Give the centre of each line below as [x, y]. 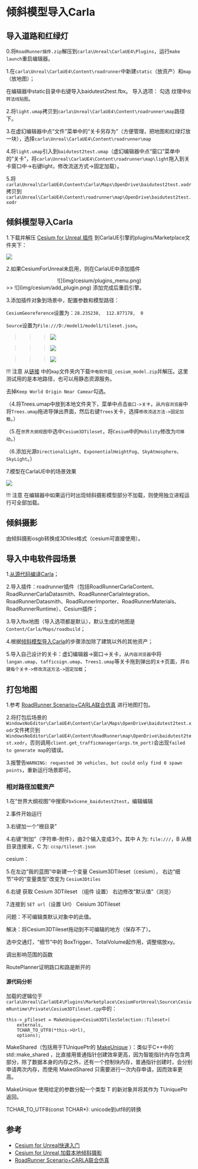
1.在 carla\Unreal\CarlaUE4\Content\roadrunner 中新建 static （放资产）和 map [99, 71]
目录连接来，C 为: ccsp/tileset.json [51, 846]
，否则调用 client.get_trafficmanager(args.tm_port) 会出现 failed [105, 743]
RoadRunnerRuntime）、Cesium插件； [52, 609]
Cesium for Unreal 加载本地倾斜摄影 [58, 1152]
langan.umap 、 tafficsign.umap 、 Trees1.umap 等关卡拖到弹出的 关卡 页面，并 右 [98, 662]
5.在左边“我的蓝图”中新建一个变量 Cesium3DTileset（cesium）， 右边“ [91, 871]
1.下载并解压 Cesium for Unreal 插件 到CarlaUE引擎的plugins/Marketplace [95, 237]
